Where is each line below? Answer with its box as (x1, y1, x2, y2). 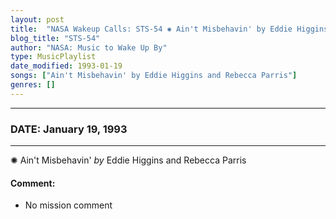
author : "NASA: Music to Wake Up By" (10, 42, 168, 53)
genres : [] (10, 80, 56, 90)
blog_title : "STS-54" (10, 33, 101, 43)
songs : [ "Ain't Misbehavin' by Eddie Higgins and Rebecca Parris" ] (10, 71, 298, 81)
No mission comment (24, 199, 113, 211)
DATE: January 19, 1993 (10, 122, 128, 136)
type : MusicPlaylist (10, 52, 97, 62)
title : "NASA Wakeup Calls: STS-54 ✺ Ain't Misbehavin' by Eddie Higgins (10, 24, 329, 34)
